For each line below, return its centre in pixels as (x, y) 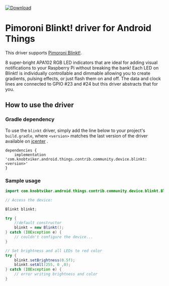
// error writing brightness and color (56, 274)
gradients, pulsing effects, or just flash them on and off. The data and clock (83, 79)
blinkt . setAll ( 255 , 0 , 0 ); (43, 265)
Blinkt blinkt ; (21, 209)
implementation (30, 155)
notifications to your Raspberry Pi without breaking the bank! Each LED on (82, 67)
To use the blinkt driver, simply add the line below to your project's (75, 130)
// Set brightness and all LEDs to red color (54, 251)
